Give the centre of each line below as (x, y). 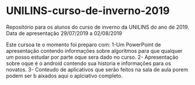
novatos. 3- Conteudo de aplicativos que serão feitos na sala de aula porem (97, 69)
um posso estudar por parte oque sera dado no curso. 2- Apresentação (92, 57)
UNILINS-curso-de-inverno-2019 (88, 11)
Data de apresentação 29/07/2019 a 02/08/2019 (64, 33)
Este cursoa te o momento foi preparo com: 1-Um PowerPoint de (84, 45)
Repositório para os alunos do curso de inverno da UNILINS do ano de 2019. (98, 27)
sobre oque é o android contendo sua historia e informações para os (88, 63)
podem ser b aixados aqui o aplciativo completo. (65, 76)
